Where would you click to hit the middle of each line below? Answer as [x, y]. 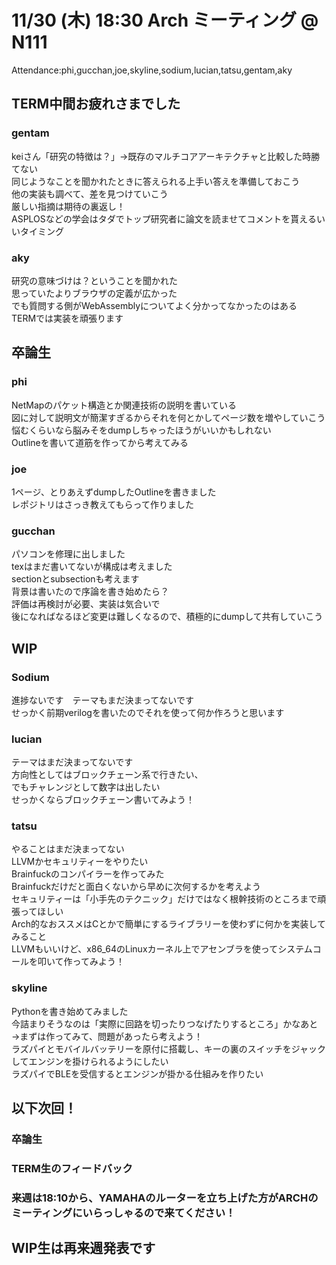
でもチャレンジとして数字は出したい [86, 787]
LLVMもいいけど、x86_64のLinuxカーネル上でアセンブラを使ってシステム [162, 949]
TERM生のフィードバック [72, 1169]
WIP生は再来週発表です [83, 1248]
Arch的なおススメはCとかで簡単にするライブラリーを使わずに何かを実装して [168, 924]
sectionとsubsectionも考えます [75, 579]
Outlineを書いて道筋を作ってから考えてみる [100, 442]
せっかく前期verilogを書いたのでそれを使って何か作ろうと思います [148, 712]
